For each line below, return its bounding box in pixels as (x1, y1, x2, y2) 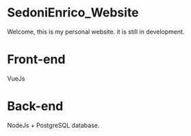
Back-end (7, 98, 64, 114)
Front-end (7, 52, 66, 67)
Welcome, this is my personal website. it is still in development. (7, 27, 185, 36)
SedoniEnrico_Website (7, 5, 139, 21)
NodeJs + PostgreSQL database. (7, 121, 100, 129)
